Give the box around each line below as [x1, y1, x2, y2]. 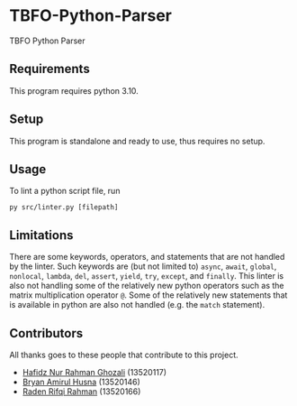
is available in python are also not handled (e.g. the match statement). [9, 300, 265, 310]
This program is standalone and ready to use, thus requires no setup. [9, 135, 265, 146]
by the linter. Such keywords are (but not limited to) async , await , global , [9, 261, 277, 272]
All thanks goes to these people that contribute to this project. [9, 349, 238, 360]
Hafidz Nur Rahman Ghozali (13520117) [22, 367, 167, 377]
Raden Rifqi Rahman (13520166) [22, 386, 141, 397]
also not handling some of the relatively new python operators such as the [9, 281, 284, 291]
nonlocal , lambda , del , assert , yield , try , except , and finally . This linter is [9, 271, 284, 281]
